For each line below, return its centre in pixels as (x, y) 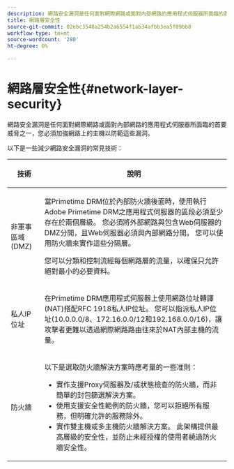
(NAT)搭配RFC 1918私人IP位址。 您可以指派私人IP (127, 308)
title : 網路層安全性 (34, 20)
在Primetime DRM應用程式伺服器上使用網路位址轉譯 (129, 298)
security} (35, 104)
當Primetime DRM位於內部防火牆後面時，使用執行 (126, 201)
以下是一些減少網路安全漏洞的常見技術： (65, 148)
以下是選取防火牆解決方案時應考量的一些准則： (121, 367)
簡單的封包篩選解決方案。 (98, 395)
